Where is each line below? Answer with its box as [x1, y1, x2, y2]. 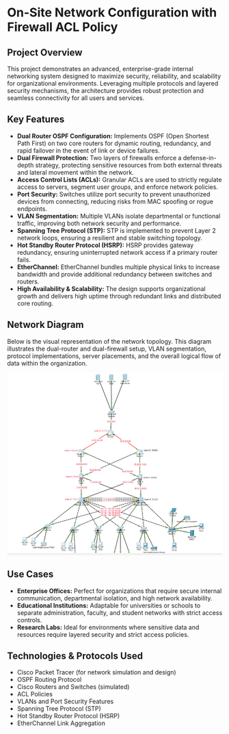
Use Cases [7, 568, 54, 580]
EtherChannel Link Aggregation [16, 719, 106, 727]
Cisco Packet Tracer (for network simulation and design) [16, 668, 176, 676]
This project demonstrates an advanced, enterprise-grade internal [7, 65, 193, 73]
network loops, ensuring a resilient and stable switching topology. [16, 233, 203, 242]
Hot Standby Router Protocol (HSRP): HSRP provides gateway [16, 241, 193, 249]
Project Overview [7, 47, 83, 58]
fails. [16, 255, 31, 264]
